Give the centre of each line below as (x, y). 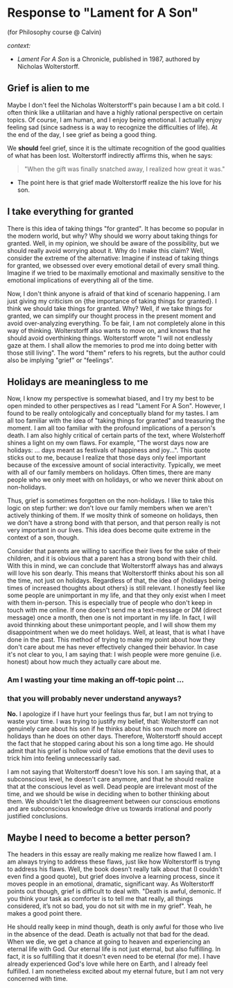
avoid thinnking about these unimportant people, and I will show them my (112, 625)
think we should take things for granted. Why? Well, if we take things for (110, 308)
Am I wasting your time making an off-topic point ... (96, 680)
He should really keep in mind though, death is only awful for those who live (115, 927)
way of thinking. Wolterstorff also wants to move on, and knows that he (109, 330)
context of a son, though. (43, 537)
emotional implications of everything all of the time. (80, 280)
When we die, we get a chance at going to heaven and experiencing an (109, 942)
